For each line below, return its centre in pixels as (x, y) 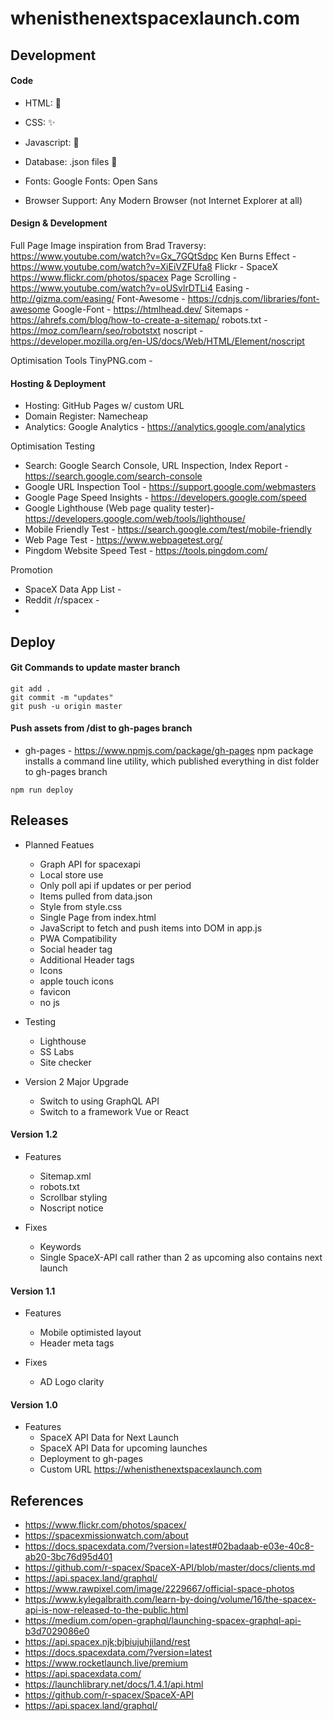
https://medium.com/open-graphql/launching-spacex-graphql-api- (163, 1621)
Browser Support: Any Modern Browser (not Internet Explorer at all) (163, 200)
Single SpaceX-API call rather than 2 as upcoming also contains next (181, 1257)
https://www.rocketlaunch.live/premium (106, 1663)
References (47, 1500)
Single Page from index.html (98, 917)
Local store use (71, 874)
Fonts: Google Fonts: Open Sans (91, 181)
